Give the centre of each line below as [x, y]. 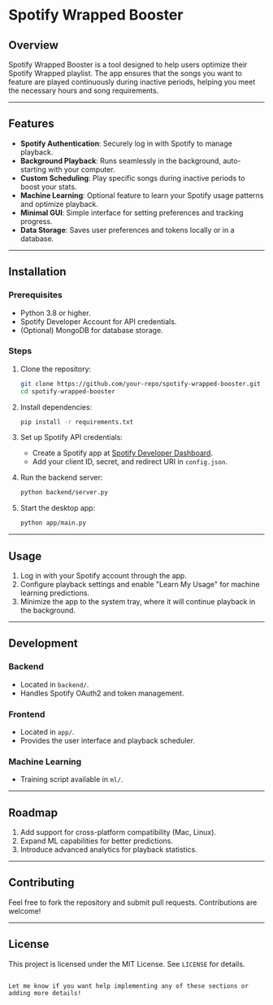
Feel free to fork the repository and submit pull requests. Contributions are [133, 902]
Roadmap [33, 812]
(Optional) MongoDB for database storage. [92, 330]
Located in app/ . [47, 731]
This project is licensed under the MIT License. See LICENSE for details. [127, 963]
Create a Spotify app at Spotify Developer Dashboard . [123, 453]
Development [43, 644]
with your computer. [81, 169]
